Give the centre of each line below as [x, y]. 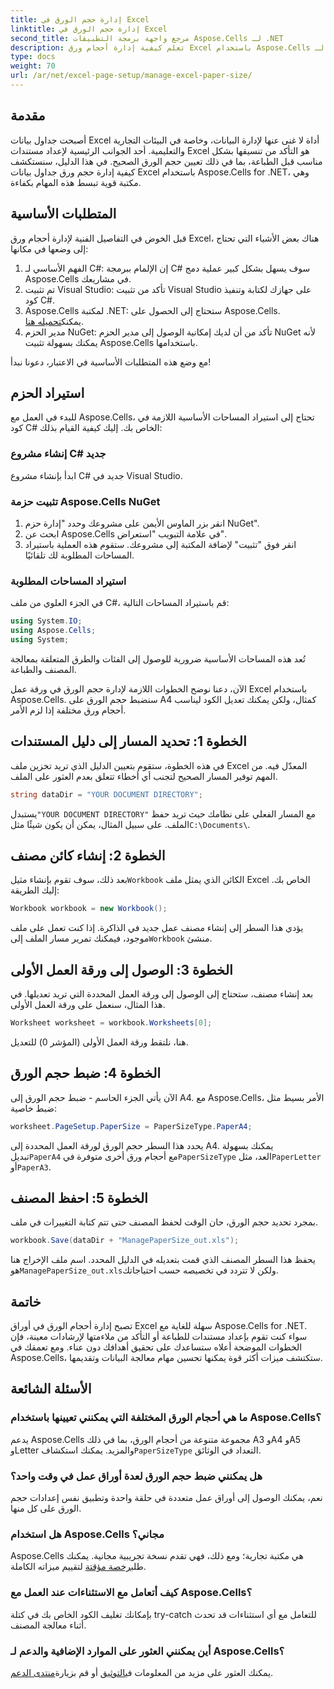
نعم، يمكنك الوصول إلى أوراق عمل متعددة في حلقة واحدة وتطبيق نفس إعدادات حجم [166, 1498]
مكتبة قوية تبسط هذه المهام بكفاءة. [76, 182]
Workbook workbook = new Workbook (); [89, 909]
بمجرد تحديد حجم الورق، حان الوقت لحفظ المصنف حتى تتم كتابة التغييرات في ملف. [164, 1222]
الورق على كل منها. [46, 1508]
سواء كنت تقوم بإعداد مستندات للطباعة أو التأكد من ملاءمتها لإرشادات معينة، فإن [159, 1337]
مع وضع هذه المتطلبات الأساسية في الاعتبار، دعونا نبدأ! [111, 362]
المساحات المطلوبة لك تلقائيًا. [79, 555]
